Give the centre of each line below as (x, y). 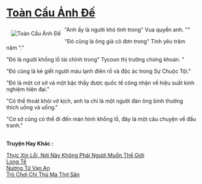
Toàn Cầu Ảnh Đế (51, 13)
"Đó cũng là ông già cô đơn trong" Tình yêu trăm (125, 41)
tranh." (14, 125)
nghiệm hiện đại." (28, 89)
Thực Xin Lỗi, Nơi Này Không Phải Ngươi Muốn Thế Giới (75, 155)
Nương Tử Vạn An (28, 168)
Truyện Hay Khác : (30, 143)
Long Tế (17, 161)
